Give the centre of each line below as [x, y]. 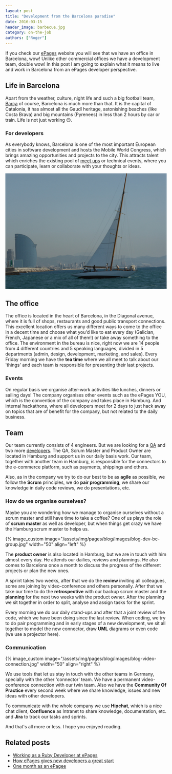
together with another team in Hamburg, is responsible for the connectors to [86, 462]
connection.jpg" [22, 664]
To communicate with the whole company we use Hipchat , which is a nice [84, 706]
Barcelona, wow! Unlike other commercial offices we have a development [83, 59]
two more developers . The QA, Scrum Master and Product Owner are [78, 451]
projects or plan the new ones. [37, 571]
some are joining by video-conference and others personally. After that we [84, 586]
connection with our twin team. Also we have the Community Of [98, 685]
